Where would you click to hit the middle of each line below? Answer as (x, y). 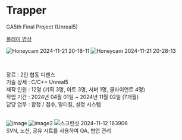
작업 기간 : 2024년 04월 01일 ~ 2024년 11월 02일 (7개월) (72, 97)
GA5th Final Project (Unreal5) (42, 27)
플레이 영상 (19, 39)
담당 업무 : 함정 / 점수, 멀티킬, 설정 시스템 (54, 104)
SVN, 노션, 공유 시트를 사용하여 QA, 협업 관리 (59, 131)
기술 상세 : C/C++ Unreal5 (37, 82)
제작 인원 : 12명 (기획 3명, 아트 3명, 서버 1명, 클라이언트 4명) (76, 89)
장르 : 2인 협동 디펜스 (31, 74)
